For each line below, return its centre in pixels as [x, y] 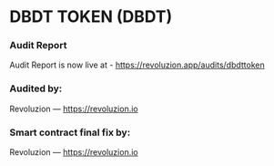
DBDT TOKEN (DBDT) [91, 17]
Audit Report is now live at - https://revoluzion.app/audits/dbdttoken [137, 65]
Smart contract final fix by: [70, 132]
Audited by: [36, 88]
